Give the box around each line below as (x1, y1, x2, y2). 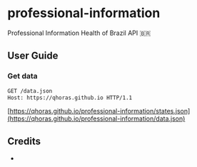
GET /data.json (7, 87, 53, 94)
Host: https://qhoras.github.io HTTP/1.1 (7, 94, 133, 101)
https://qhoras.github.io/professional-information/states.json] (9, 107, 191, 116)
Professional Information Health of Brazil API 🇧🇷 (7, 29, 151, 37)
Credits (7, 135, 41, 147)
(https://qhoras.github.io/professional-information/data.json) (7, 114, 186, 123)
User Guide (7, 50, 59, 62)
